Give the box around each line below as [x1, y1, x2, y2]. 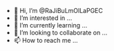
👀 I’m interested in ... [13, 14, 73, 22]
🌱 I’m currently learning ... [13, 21, 88, 29]
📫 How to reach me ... [13, 37, 78, 44]
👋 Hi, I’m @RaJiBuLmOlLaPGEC [13, 7, 104, 14]
